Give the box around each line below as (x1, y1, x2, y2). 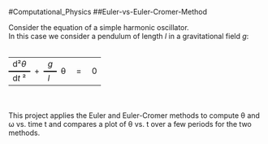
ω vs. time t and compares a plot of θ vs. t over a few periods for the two (8, 120, 252, 129)
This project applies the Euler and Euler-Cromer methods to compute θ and (8, 111, 260, 120)
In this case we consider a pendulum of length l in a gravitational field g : (8, 32, 249, 41)
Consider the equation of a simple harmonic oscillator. (8, 23, 189, 32)
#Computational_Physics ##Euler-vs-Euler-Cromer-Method (8, 7, 207, 16)
